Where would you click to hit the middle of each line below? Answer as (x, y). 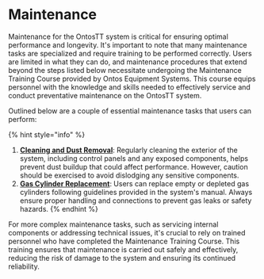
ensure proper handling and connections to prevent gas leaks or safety (136, 201)
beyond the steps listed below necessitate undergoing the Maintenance (125, 70)
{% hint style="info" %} (47, 134)
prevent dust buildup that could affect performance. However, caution (134, 166)
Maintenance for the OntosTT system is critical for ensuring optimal (118, 36)
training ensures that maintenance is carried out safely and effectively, (123, 249)
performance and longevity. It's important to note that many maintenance (128, 44)
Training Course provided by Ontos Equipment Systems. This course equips (132, 78)
